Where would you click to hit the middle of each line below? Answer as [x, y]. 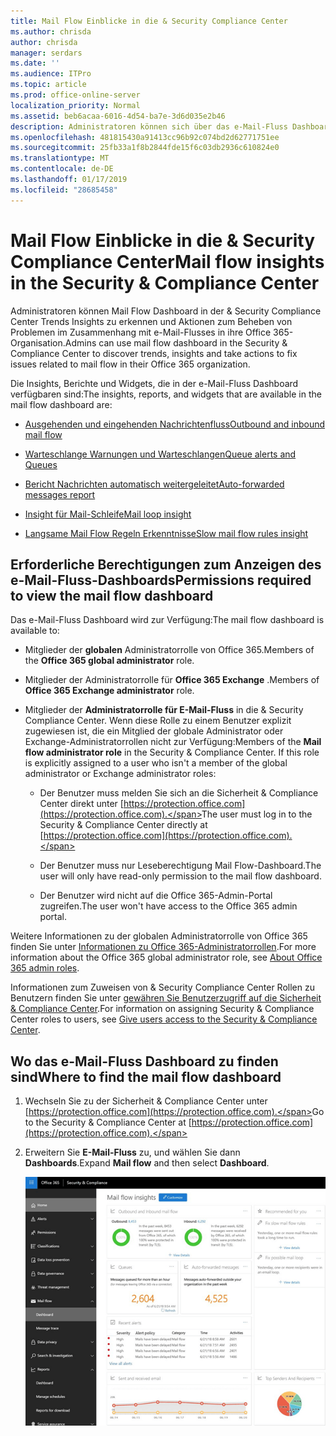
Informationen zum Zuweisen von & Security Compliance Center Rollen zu [162, 987]
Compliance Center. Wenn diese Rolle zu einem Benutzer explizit [158, 721]
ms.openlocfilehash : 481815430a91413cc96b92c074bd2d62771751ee [145, 137]
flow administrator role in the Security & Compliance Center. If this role [172, 752]
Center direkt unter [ [81, 804]
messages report [60, 494]
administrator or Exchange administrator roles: [120, 774]
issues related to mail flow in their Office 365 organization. [130, 364]
